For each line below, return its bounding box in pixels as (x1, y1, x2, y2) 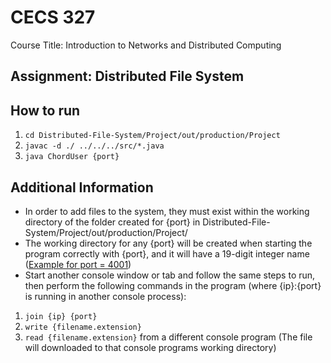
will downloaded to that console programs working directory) (24, 341, 277, 353)
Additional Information (10, 179, 154, 196)
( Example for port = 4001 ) (24, 258, 132, 270)
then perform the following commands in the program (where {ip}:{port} (24, 279, 322, 291)
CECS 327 (10, 6, 96, 29)
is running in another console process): (24, 290, 187, 302)
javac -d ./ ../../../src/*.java (24, 141, 165, 151)
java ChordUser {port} (24, 152, 120, 162)
